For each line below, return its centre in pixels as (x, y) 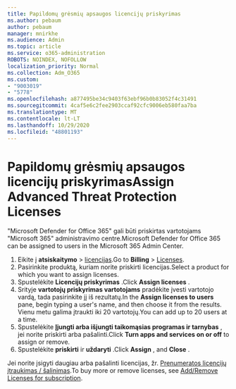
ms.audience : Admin (36, 40)
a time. (27, 320)
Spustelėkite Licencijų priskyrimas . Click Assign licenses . (104, 282)
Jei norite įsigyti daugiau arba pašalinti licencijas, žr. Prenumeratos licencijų (117, 363)
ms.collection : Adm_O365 (44, 73)
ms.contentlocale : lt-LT (44, 118)
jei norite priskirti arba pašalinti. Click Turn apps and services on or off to (123, 335)
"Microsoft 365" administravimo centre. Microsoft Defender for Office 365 (114, 239)
